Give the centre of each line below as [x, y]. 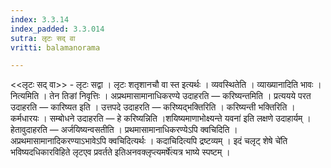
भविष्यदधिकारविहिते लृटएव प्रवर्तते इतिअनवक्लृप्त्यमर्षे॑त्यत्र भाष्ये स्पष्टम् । [120, 152]
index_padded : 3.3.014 [57, 29]
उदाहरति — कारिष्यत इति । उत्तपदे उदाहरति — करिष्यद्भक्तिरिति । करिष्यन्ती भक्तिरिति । [153, 107]
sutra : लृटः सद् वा [43, 38]
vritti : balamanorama [55, 47]
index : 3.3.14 [40, 19]
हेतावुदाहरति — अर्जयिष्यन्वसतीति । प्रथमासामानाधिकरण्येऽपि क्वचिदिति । [124, 130]
